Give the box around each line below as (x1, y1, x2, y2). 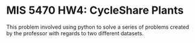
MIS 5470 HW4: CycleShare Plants (6, 4, 184, 17)
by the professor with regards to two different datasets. (6, 29, 144, 36)
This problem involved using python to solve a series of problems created (6, 23, 190, 30)
